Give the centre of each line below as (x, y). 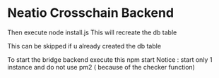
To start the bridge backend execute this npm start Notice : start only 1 (110, 59)
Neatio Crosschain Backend (91, 13)
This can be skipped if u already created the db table (84, 46)
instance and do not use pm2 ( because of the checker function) (101, 67)
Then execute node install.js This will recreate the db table (92, 32)
